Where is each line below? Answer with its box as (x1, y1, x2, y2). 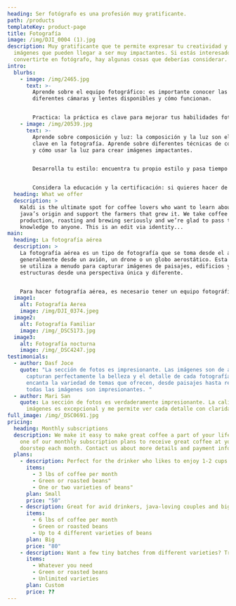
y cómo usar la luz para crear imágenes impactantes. (32, 147, 193, 154)
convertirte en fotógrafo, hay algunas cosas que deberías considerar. (13, 56, 228, 63)
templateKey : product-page (7, 23, 86, 30)
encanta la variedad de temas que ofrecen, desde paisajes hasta (25, 379, 221, 386)
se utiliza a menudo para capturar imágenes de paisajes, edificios (20, 263, 225, 270)
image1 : (13, 294, 37, 302)
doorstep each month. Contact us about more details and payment (20, 444, 216, 452)
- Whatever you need (32, 562, 93, 569)
